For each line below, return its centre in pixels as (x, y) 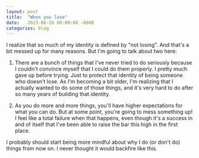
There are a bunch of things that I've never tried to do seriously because (103, 63)
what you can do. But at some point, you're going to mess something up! (104, 112)
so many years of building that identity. (62, 94)
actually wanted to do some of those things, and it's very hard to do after (104, 88)
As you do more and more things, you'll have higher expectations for (99, 106)
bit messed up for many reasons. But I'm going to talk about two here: (91, 51)
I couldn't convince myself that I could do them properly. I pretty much (101, 69)
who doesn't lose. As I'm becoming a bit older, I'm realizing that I (94, 82)
